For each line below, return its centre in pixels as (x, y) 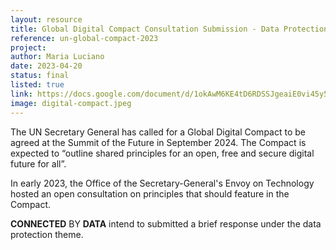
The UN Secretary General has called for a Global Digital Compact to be (158, 132)
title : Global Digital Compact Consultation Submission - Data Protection (169, 29)
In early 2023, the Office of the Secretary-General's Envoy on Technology (162, 183)
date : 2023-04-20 (46, 66)
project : (28, 47)
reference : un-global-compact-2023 (84, 38)
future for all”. (38, 163)
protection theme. (47, 234)
